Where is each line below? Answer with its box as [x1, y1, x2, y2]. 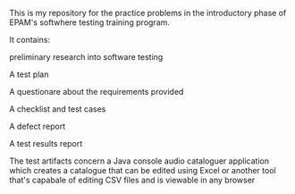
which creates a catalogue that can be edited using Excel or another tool [9, 165, 276, 175]
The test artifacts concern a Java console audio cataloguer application [9, 156, 270, 166]
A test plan [9, 69, 49, 80]
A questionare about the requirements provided [9, 87, 184, 97]
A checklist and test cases [9, 104, 106, 114]
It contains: [9, 35, 51, 45]
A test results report [9, 139, 83, 148]
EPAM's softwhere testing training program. [9, 17, 170, 28]
